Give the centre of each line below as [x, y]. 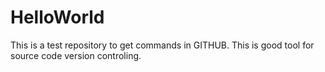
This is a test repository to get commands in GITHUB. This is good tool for [162, 45]
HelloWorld [57, 17]
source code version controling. [76, 55]
